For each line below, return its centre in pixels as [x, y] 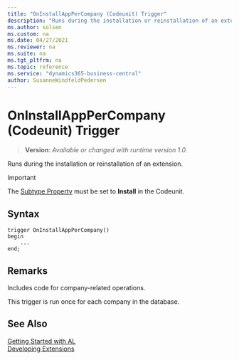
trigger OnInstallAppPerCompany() [59, 231]
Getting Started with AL [42, 341]
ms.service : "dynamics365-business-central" [74, 73]
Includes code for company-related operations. [76, 287]
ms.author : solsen [34, 27]
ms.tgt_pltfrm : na [34, 60]
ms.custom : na [28, 34]
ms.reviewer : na [31, 47]
